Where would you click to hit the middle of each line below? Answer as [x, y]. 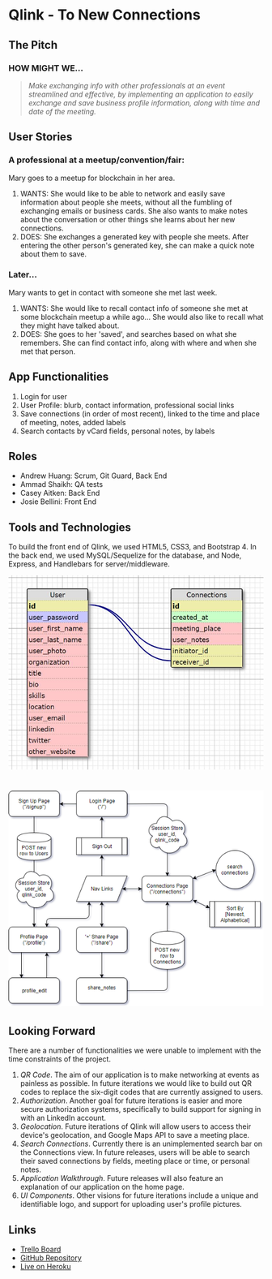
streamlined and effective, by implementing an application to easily [140, 94]
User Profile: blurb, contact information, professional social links [127, 405]
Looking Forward [52, 1031]
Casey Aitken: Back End [60, 493]
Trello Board [40, 1249]
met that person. [48, 351]
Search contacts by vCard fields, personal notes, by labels [117, 431]
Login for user [43, 396]
